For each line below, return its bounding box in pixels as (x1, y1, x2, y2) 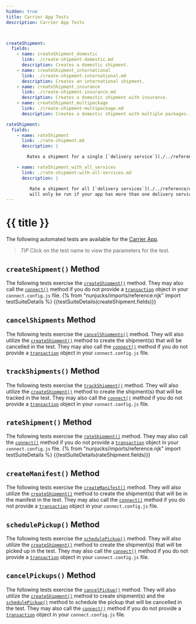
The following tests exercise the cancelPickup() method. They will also (6, 586, 176, 593)
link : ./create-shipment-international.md (21, 73, 127, 79)
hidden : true (6, 8, 38, 15)
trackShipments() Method (6, 366, 100, 376)
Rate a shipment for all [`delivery (29, 185, 118, 192)
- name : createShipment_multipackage (16, 100, 108, 106)
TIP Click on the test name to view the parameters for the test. (20, 247, 170, 254)
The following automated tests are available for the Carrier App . (6, 236, 159, 243)
